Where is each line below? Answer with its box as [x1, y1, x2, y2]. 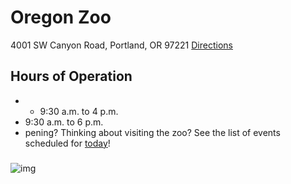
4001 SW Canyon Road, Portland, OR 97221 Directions [10, 39, 233, 51]
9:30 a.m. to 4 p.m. [39, 105, 119, 117]
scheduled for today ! [24, 137, 111, 149]
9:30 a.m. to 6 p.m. [24, 116, 104, 128]
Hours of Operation [10, 68, 133, 85]
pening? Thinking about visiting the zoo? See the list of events [24, 126, 281, 138]
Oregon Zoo [10, 6, 112, 29]
